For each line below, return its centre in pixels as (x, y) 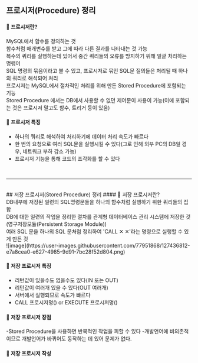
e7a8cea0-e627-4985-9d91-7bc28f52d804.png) (66, 252)
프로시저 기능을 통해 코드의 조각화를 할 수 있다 (67, 158)
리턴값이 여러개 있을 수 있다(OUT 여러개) (62, 288)
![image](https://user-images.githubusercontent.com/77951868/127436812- (98, 245)
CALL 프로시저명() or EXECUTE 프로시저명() (66, 302)
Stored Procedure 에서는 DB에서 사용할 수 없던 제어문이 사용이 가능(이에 (90, 100)
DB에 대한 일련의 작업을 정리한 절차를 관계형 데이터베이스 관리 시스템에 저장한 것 (98, 216)
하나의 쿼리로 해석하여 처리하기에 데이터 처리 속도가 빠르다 (82, 136)
